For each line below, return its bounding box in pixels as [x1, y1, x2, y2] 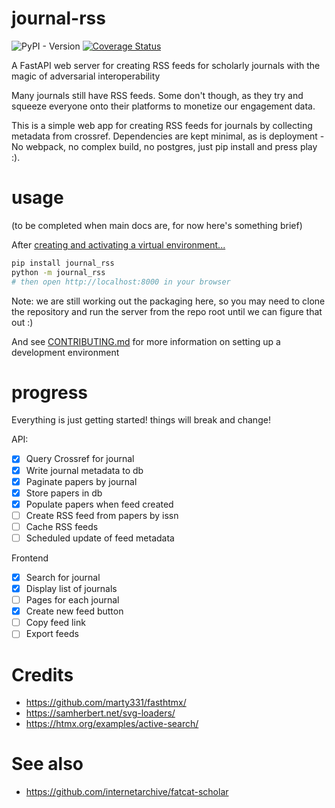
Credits [11, 663, 74, 686]
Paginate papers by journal [25, 475, 138, 487]
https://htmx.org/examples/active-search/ [25, 718, 199, 730]
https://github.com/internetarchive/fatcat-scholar [25, 786, 229, 798]
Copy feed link [25, 617, 86, 629]
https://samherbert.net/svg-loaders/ [25, 707, 176, 719]
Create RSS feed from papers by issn [25, 509, 179, 521]
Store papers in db [25, 487, 103, 499]
